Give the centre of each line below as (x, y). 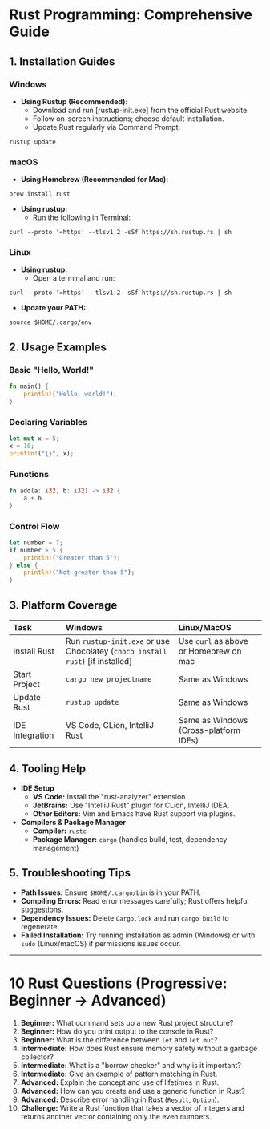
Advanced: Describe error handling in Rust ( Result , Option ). (120, 1099)
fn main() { (29, 386)
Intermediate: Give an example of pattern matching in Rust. (119, 1074)
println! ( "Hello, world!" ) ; (70, 395)
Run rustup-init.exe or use (118, 641)
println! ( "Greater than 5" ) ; (72, 558)
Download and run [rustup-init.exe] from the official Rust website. (141, 110)
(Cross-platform (210, 730)
